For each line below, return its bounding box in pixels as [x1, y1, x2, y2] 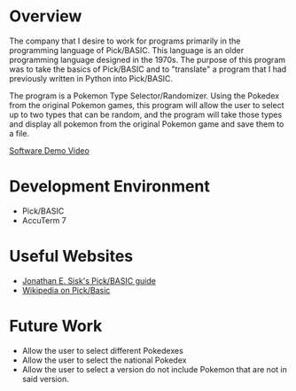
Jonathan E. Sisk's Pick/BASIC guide [21, 275, 157, 285]
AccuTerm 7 [21, 215, 66, 225]
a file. [9, 128, 29, 138]
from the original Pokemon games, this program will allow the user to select [9, 99, 284, 110]
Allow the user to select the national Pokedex [21, 355, 187, 365]
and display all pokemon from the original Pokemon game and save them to [9, 118, 284, 129]
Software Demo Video [9, 145, 90, 156]
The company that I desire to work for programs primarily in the [9, 35, 241, 46]
